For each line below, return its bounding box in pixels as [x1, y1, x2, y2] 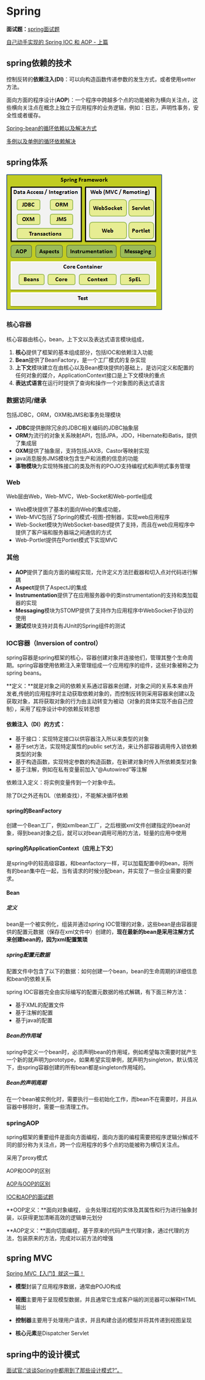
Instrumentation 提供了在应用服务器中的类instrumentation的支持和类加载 [15, 591, 198, 599]
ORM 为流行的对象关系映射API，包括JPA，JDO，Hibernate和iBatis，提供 [15, 432, 198, 439]
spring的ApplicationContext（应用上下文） [6, 844, 117, 852]
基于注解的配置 [15, 1009, 53, 1017]
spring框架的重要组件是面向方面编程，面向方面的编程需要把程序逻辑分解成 [6, 1134, 193, 1141]
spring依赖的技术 [6, 58, 72, 69]
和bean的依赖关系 [6, 976, 52, 983]
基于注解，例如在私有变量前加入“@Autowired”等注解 [15, 766, 148, 773]
